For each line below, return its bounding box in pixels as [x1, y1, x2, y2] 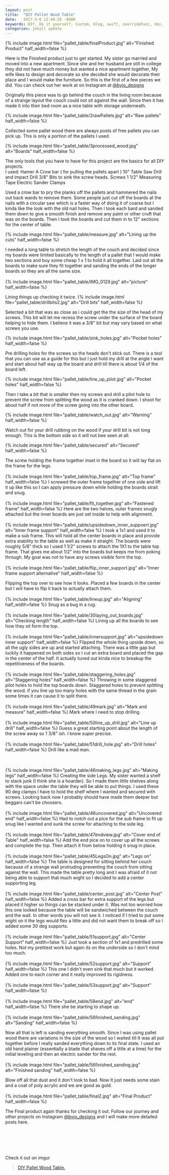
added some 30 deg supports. [5, 923, 69, 929]
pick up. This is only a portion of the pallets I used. [5, 133, 110, 139]
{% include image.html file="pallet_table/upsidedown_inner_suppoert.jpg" [5, 522, 159, 528]
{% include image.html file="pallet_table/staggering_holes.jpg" [5, 671, 136, 678]
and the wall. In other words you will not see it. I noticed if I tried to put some [5, 912, 164, 919]
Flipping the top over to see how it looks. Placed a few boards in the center [5, 580, 161, 586]
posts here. [5, 1119, 29, 1125]
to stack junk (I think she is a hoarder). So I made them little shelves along [5, 778, 159, 784]
